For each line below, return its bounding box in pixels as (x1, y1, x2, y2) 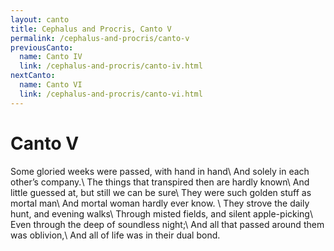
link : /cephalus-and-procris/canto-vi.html (19, 89, 203, 99)
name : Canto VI (19, 80, 83, 90)
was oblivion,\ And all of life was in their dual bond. (10, 229, 221, 241)
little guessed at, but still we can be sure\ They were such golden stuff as (10, 186, 312, 198)
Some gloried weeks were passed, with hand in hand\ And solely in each (10, 165, 310, 177)
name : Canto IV (19, 52, 83, 62)
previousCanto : (10, 42, 74, 53)
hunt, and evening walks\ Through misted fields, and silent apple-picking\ (10, 207, 313, 220)
